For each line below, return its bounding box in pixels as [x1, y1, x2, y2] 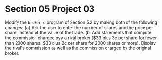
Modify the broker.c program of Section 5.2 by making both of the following [5, 19, 157, 25]
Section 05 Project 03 [5, 3, 95, 15]
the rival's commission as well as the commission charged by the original [5, 45, 152, 51]
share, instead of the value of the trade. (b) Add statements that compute [5, 30, 152, 35]
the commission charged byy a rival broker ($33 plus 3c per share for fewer [5, 35, 157, 41]
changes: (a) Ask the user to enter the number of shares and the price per [5, 24, 153, 30]
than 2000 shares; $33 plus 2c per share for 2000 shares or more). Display [5, 40, 156, 45]
